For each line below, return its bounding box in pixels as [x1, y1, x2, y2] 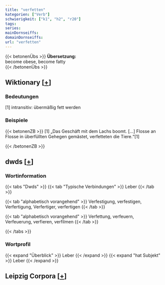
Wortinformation [5, 173, 46, 180]
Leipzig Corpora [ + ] [5, 272, 67, 281]
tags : [5, 21, 16, 26]
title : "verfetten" [5, 7, 46, 12]
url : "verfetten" [5, 40, 41, 45]
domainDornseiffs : [5, 35, 43, 40]
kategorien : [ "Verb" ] [5, 12, 50, 17]
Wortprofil [5, 241, 31, 248]
